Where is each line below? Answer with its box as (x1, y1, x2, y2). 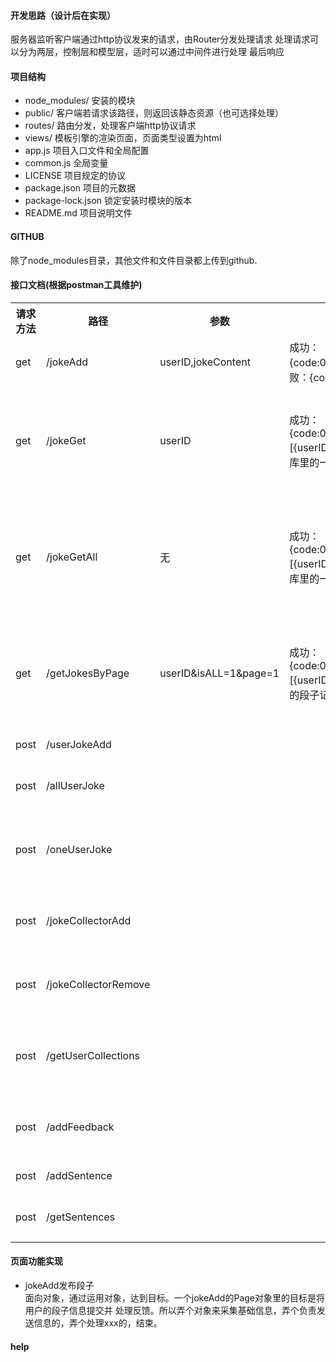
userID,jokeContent (159, 355, 251, 369)
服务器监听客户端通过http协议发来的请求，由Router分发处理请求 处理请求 (10, 33, 311, 45)
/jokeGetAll (46, 550, 98, 564)
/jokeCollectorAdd (46, 913, 132, 927)
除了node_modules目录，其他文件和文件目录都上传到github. (10, 254, 258, 266)
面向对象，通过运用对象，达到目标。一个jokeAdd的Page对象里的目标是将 (24, 1292, 325, 1304)
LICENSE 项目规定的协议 (24, 170, 126, 182)
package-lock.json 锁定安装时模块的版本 (24, 195, 192, 207)
